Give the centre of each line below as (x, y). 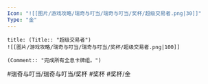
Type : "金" (22, 20)
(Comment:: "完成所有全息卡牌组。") (54, 60)
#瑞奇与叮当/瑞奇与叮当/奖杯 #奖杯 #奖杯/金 (69, 74)
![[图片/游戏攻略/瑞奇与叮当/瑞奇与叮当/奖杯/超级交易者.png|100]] (94, 47)
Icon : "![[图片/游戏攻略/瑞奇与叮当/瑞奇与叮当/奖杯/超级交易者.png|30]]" (104, 13)
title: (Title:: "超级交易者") (49, 40)
